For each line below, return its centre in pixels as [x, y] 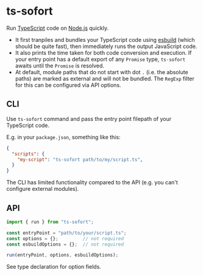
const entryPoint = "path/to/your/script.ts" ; [66, 233]
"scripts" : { [28, 154]
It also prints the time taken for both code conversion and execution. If [103, 52]
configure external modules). [43, 189]
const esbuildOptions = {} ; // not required [65, 244]
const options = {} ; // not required [65, 238]
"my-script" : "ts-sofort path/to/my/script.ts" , [80, 159]
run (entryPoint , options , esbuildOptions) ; [62, 255]
